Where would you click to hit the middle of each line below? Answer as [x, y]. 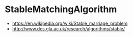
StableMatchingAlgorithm [61, 9]
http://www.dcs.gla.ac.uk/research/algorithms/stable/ [69, 28]
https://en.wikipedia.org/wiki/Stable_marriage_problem [70, 23]
